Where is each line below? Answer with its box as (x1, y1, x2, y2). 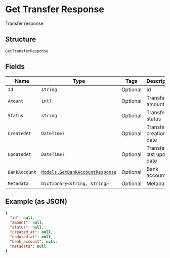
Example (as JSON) (5, 197, 67, 206)
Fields (5, 62, 25, 71)
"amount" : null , (10, 220, 44, 225)
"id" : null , (10, 215, 35, 220)
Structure (5, 35, 36, 44)
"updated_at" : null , (10, 234, 53, 239)
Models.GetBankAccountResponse (41, 169, 117, 175)
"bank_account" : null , (10, 239, 58, 244)
